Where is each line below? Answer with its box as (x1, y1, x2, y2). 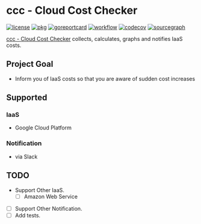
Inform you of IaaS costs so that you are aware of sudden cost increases (14, 75, 196, 82)
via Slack (14, 153, 38, 160)
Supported (6, 93, 48, 103)
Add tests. (14, 211, 41, 219)
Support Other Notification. (14, 205, 82, 212)
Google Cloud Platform (14, 124, 72, 131)
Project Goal (6, 59, 54, 69)
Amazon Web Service (23, 193, 78, 200)
